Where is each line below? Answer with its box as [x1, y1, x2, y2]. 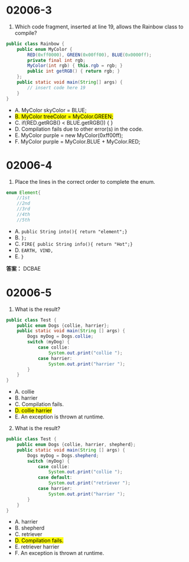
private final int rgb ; [27, 57, 86, 63]
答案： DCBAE [6, 265, 41, 272]
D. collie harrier [14, 407, 52, 414]
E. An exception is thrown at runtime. [14, 413, 105, 420]
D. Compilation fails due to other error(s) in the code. [14, 125, 144, 132]
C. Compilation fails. [14, 401, 64, 408]
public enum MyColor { [17, 46, 73, 52]
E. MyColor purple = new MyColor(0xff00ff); [14, 131, 123, 139]
